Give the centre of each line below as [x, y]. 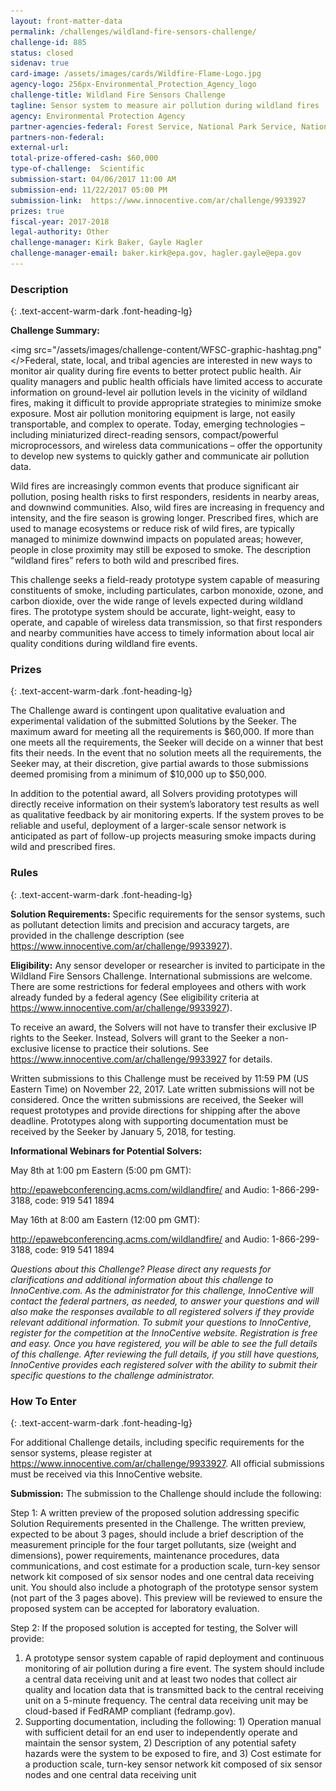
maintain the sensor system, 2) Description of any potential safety [160, 1743]
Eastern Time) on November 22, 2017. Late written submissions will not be [162, 1089]
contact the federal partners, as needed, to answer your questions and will [165, 1301]
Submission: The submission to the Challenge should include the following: [166, 1494]
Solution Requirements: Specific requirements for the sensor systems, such [168, 914]
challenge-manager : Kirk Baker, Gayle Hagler [106, 243]
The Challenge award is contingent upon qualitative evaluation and [148, 711]
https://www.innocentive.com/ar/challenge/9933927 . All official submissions [167, 1464]
